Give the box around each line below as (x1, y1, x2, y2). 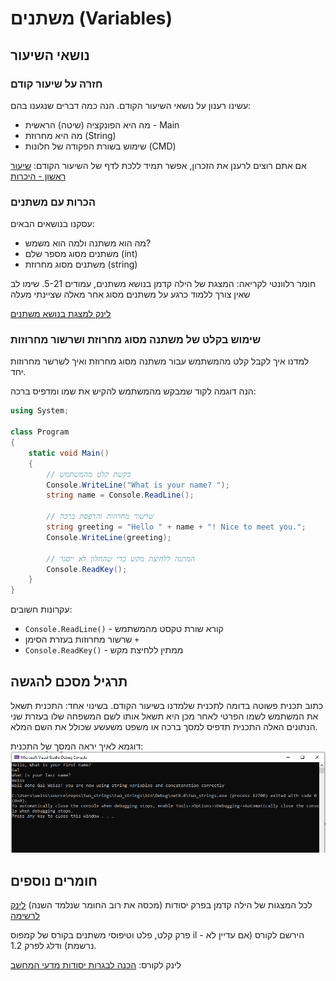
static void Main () (28, 448, 110, 458)
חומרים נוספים (10, 872, 98, 889)
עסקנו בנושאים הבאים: (10, 218, 95, 230)
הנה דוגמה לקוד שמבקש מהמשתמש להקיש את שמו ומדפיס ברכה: (10, 385, 257, 397)
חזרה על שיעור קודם (10, 77, 103, 91)
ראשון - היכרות (10, 170, 67, 182)
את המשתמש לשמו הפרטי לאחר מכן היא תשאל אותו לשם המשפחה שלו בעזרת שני (10, 710, 319, 722)
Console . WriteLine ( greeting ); (46, 532, 172, 542)
